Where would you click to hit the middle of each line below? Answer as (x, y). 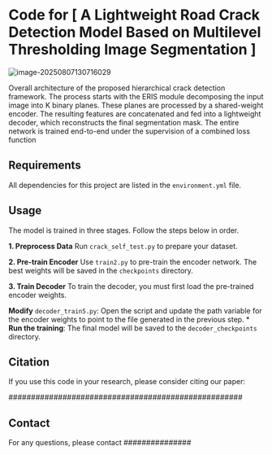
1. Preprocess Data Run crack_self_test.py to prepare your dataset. (123, 246)
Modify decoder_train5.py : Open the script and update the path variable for (135, 310)
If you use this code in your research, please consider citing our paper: (127, 382)
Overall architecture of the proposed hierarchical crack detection (117, 88)
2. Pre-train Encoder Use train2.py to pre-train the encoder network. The (133, 261)
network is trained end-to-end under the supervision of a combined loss (129, 131)
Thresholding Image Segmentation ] (132, 50)
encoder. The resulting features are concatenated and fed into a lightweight (135, 114)
